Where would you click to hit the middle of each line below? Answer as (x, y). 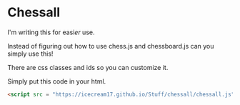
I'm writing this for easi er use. (51, 32)
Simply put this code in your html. (57, 81)
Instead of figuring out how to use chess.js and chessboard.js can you (111, 46)
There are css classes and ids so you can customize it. (88, 67)
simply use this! (30, 54)
